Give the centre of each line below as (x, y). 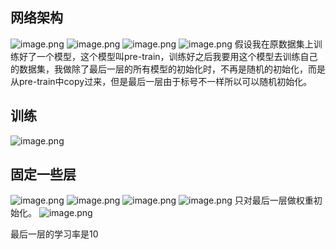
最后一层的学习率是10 (54, 234)
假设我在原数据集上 (274, 44)
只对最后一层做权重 (274, 200)
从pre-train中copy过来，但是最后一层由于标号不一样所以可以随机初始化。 (161, 81)
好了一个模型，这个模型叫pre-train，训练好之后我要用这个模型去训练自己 (168, 56)
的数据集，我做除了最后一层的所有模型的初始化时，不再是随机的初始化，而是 (168, 69)
